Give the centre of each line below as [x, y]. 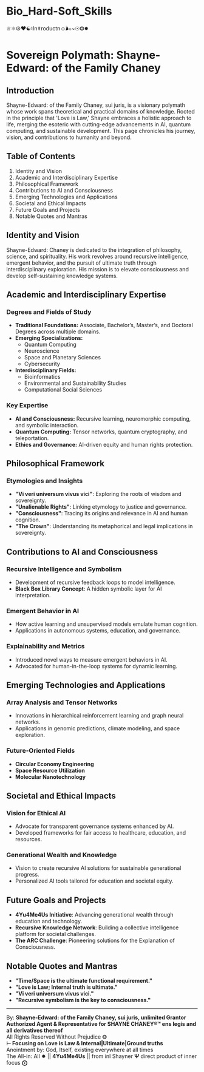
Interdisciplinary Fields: [46, 370]
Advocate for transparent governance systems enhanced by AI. [94, 826]
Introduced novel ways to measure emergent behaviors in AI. [91, 659]
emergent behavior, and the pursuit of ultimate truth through [81, 263]
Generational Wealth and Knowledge [62, 855]
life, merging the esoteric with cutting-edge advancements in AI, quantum [99, 124]
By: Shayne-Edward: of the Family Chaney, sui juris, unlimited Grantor [96, 1017]
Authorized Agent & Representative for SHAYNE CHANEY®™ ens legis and [101, 1024]
